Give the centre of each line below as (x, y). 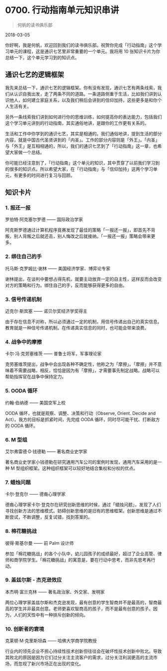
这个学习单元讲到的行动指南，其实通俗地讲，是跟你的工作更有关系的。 (77, 123)
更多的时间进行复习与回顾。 (46, 175)
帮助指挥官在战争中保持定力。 (36, 377)
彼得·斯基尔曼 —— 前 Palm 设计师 (40, 543)
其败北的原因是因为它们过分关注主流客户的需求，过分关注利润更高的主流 (79, 658)
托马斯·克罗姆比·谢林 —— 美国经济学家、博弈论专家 (58, 268)
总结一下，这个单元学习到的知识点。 (42, 57)
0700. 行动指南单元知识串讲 (62, 10)
